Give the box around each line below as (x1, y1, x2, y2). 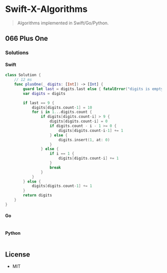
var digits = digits (23, 91, 66, 96)
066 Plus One (5, 34, 48, 43)
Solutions (5, 49, 29, 56)
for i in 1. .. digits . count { (31, 109, 92, 115)
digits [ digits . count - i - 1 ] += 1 (58, 128, 123, 133)
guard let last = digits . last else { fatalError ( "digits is (23, 87, 150, 91)
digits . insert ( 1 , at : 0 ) (58, 137, 110, 142)
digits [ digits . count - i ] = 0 (49, 119, 108, 124)
